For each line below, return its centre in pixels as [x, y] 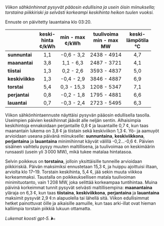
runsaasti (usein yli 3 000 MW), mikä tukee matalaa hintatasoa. [69, 152]
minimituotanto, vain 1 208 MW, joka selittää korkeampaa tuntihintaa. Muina [81, 182]
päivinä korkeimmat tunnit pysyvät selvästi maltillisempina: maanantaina [79, 188]
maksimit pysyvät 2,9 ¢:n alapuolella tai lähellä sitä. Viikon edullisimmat [77, 198]
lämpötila [137, 40]
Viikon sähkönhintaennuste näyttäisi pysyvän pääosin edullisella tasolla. [78, 115]
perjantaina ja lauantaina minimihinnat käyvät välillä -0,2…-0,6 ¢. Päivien [80, 141]
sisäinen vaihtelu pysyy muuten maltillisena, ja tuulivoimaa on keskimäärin [80, 147]
